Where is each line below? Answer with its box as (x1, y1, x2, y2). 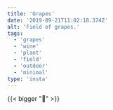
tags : (7, 29, 23, 37)
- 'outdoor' (13, 62, 49, 69)
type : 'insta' (7, 75, 49, 83)
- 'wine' (13, 43, 39, 50)
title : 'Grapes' (7, 10, 55, 18)
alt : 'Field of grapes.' (7, 23, 80, 30)
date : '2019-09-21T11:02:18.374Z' (7, 17, 109, 24)
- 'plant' (13, 50, 42, 57)
